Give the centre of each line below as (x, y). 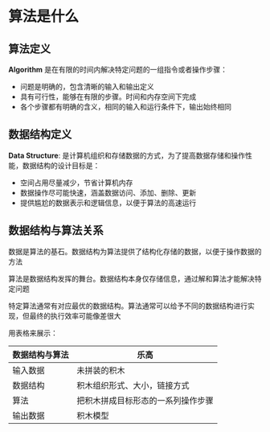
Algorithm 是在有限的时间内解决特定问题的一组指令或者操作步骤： (118, 70)
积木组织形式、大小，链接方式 (133, 385)
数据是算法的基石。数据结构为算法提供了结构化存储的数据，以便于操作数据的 (135, 251)
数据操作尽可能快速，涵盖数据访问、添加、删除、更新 (108, 192)
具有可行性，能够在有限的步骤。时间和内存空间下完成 (108, 97)
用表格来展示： (33, 333)
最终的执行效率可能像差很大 (75, 315)
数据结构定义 (40, 135)
